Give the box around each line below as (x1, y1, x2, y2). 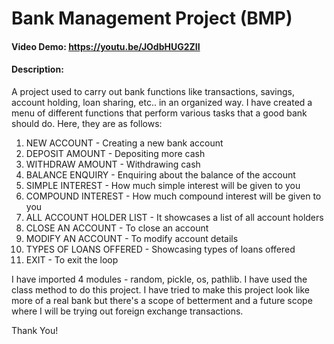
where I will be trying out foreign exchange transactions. (11, 305, 244, 317)
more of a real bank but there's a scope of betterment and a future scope (11, 294, 313, 306)
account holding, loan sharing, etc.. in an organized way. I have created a (11, 96, 313, 108)
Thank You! (11, 324, 59, 336)
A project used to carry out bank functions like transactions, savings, (11, 85, 295, 97)
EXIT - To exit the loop (25, 253, 119, 266)
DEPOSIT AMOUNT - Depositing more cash (25, 147, 206, 159)
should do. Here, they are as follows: (11, 117, 163, 129)
